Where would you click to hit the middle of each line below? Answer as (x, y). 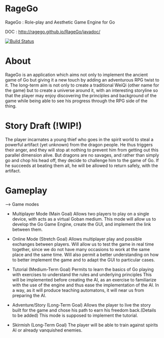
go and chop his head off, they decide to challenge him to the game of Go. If (82, 160)
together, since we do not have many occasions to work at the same (81, 249)
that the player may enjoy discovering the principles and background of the (81, 95)
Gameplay (26, 191)
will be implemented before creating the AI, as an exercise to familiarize (84, 280)
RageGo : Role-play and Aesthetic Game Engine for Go (60, 22)
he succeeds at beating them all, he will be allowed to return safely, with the (82, 166)
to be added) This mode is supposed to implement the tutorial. (75, 315)
